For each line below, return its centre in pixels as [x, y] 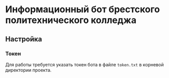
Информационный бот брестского [82, 9]
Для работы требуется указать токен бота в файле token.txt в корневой [85, 64]
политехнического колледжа [71, 20]
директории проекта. [29, 70]
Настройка [24, 39]
